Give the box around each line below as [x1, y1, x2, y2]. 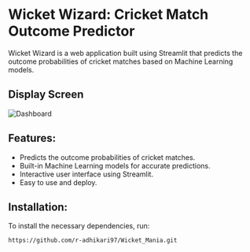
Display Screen [8, 88, 84, 102]
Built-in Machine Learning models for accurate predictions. [19, 161, 211, 170]
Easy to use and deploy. [19, 177, 97, 187]
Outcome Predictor [8, 22, 135, 40]
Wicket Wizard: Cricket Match [8, 6, 209, 24]
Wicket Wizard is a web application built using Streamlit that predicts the [8, 48, 243, 57]
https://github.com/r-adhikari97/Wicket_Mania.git [8, 236, 178, 245]
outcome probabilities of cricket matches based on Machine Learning [8, 57, 233, 66]
